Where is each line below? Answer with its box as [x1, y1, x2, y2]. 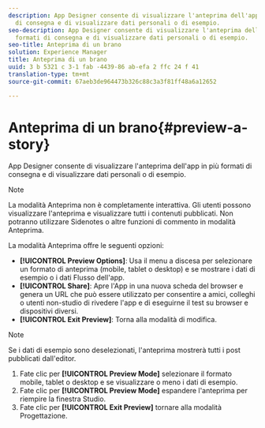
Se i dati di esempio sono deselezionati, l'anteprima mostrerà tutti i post [8, 345, 241, 355]
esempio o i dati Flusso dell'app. [19, 273, 125, 283]
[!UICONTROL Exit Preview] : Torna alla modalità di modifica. [19, 315, 218, 325]
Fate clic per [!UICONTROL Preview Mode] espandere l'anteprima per [19, 386, 248, 396]
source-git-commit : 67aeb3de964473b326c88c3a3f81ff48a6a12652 [8, 77, 217, 85]
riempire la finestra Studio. [19, 394, 106, 404]
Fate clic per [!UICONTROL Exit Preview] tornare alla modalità [19, 403, 222, 412]
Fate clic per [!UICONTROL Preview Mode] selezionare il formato [19, 369, 233, 379]
